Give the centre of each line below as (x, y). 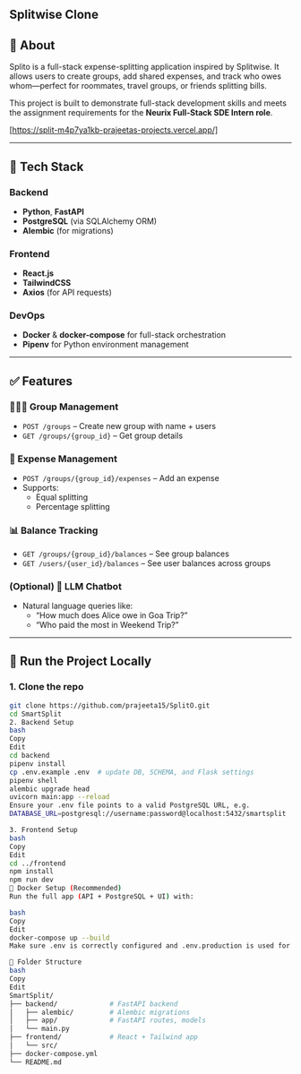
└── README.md (36, 1062)
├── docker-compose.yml (54, 1053)
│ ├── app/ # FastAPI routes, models (107, 1020)
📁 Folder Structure (46, 962)
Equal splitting (62, 497)
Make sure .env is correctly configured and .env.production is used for (150, 946)
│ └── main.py (39, 1029)
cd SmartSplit (36, 714)
